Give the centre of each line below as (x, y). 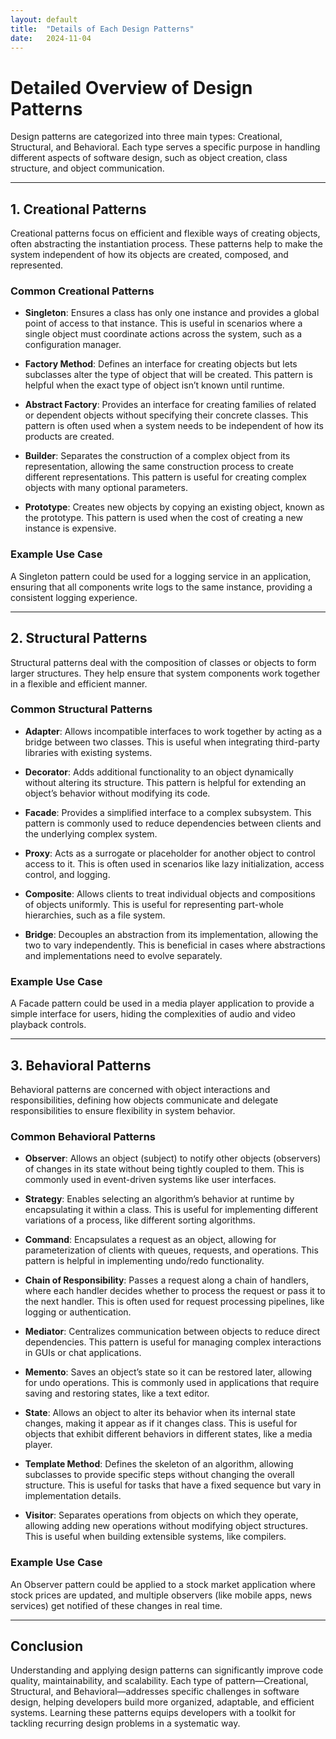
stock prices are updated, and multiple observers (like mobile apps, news (161, 1595)
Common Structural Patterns (81, 709)
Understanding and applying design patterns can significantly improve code (167, 1670)
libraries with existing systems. (88, 752)
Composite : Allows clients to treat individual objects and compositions (170, 893)
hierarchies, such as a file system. (95, 915)
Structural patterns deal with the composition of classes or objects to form (163, 662)
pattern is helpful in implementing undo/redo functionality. (144, 1261)
